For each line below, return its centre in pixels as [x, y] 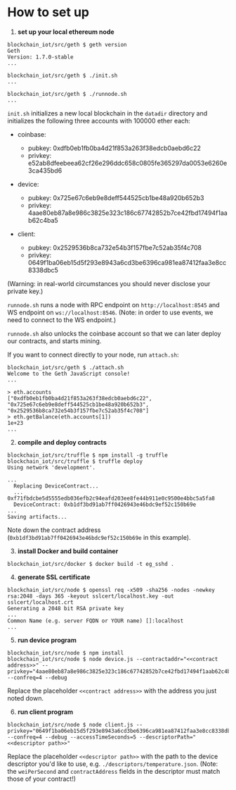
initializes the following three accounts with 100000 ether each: [99, 121]
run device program [47, 640]
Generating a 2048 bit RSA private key [66, 608]
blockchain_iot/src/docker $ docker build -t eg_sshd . [91, 564]
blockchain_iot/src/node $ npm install [66, 653]
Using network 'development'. [52, 467]
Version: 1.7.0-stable [40, 57]
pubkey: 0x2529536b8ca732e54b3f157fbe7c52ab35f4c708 [115, 247]
